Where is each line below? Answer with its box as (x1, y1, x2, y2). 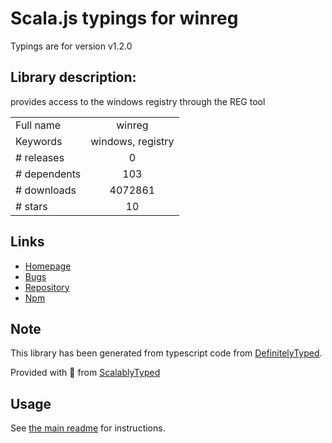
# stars (15, 199, 48, 213)
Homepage (24, 260, 72, 272)
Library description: (10, 69, 137, 86)
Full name (15, 118, 62, 132)
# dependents (15, 167, 82, 181)
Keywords (15, 134, 63, 148)
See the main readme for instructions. (10, 422, 166, 434)
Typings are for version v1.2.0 (10, 40, 133, 52)
